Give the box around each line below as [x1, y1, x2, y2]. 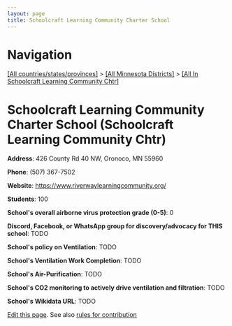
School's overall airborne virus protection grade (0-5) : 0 [7, 209, 174, 217]
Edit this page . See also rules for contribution [7, 311, 138, 319]
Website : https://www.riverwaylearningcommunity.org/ [7, 181, 166, 190]
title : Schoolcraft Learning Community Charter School [7, 17, 171, 24]
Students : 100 [7, 195, 49, 203]
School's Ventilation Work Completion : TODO [7, 256, 142, 265]
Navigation [7, 47, 72, 63]
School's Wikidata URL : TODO [7, 297, 96, 306]
